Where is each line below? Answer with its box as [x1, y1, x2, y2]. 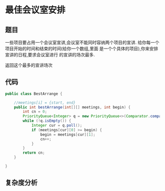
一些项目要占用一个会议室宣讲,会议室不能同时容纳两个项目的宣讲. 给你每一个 [5, 40, 160, 45]
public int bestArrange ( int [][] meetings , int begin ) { [14, 105, 131, 109]
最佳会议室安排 [5, 4, 66, 16]
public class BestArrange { [5, 91, 63, 96]
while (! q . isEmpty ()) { [23, 118, 71, 123]
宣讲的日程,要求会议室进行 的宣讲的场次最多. [5, 52, 95, 57]
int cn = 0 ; [23, 109, 48, 114]
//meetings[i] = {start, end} [14, 100, 76, 105]
